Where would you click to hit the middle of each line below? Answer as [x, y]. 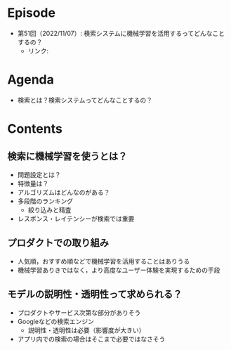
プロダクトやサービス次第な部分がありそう [79, 312]
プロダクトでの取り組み [58, 243]
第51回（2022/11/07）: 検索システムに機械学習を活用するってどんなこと [121, 33]
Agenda [31, 80]
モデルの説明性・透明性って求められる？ [95, 294]
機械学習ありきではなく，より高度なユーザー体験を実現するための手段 [119, 270]
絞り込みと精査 [49, 209]
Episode [32, 13]
